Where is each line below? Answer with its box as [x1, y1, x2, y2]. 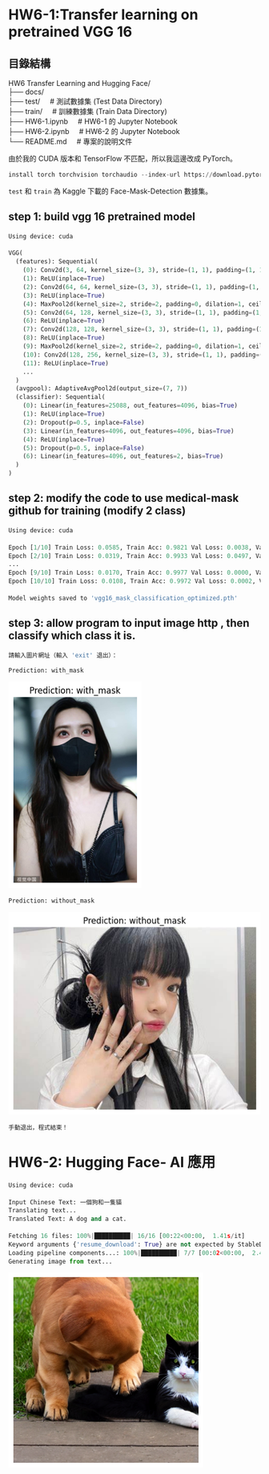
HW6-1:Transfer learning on [8, 6, 199, 24]
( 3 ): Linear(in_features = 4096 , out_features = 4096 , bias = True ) [22, 427, 235, 435]
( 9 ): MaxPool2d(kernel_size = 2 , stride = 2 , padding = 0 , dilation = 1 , [22, 343, 246, 351]
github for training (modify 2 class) [8, 504, 187, 518]
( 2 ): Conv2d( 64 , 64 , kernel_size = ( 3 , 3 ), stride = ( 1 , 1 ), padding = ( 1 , [22, 283, 260, 291]
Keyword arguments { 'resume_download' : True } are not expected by [8, 1240, 235, 1248]
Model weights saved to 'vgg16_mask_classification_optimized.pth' [8, 594, 239, 602]
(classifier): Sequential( [15, 393, 106, 401]
